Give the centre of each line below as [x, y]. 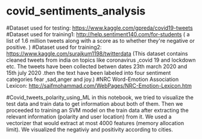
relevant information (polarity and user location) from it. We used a [89, 117]
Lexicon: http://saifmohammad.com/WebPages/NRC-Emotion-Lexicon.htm [99, 85]
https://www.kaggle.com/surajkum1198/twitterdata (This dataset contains [97, 53]
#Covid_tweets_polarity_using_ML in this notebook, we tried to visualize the [100, 97]
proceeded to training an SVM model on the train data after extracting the [97, 110]
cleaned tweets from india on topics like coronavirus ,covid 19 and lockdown [101, 60]
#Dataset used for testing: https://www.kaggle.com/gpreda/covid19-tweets [99, 28]
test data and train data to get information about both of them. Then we [95, 103]
